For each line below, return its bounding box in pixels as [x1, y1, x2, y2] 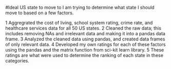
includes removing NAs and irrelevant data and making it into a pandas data [5, 31, 166, 36]
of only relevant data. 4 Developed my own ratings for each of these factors [5, 41, 166, 48]
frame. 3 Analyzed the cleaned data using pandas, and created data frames [5, 36, 165, 42]
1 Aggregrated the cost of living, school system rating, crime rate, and [5, 20, 153, 26]
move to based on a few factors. [5, 10, 74, 16]
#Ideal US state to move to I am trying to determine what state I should [5, 5, 155, 10]
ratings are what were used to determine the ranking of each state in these [5, 52, 163, 58]
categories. [5, 58, 29, 63]
